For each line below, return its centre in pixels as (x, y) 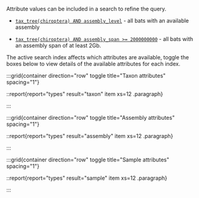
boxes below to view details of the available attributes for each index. (93, 64)
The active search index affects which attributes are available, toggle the (98, 57)
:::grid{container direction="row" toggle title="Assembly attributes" (91, 118)
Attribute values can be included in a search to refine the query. (86, 9)
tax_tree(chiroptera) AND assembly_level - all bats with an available (102, 20)
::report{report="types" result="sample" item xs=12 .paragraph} (87, 178)
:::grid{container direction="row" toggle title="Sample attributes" (88, 159)
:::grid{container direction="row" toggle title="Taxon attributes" (86, 75)
